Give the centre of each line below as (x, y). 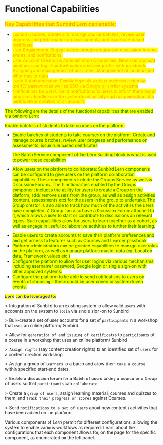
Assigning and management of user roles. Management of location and (83, 71)
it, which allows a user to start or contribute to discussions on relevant (82, 216)
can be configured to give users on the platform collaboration (73, 174)
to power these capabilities (39, 160)
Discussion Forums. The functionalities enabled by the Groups (74, 185)
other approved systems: (37, 272)
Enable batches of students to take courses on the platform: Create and (83, 135)
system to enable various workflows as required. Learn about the (70, 428)
